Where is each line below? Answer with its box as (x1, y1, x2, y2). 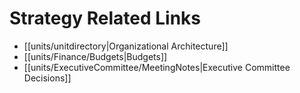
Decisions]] (23, 72, 72, 84)
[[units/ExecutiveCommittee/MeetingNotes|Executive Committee (23, 61, 291, 73)
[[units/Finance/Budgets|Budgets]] (23, 50, 168, 62)
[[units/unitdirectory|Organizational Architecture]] (23, 40, 229, 52)
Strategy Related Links (9, 7, 201, 30)
